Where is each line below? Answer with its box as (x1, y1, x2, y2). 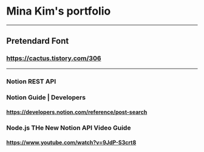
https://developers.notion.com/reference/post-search (6, 108, 148, 116)
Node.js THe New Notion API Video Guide (6, 123, 131, 132)
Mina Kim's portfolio (6, 4, 111, 18)
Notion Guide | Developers (6, 93, 86, 102)
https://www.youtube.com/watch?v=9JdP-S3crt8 (6, 139, 137, 146)
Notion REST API (6, 77, 56, 86)
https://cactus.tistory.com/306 (6, 54, 101, 63)
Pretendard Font (6, 36, 69, 46)
